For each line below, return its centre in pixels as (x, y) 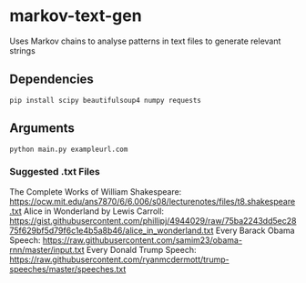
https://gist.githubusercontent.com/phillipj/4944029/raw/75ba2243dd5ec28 (153, 220)
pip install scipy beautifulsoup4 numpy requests (106, 100)
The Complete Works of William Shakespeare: (96, 191)
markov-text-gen (76, 16)
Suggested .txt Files (55, 172)
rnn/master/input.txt (47, 249)
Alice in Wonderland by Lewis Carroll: (94, 211)
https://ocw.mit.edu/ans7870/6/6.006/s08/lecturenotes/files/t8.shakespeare (153, 201)
